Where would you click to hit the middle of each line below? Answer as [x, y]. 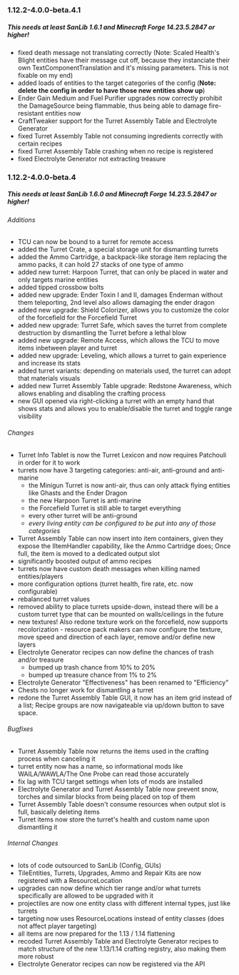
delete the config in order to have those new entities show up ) [111, 90]
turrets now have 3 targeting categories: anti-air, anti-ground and [113, 470]
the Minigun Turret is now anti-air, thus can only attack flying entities [129, 485]
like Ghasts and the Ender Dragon [78, 492]
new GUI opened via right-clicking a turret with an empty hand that [116, 401]
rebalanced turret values [54, 599]
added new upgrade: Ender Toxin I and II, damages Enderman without [120, 295]
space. [27, 712]
